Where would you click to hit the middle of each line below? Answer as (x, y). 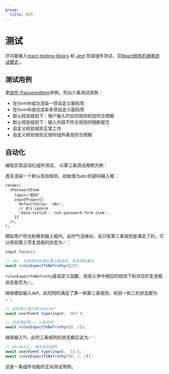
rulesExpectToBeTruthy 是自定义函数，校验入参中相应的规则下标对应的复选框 (84, 276)
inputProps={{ (29, 200)
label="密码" (27, 195)
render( (13, 186)
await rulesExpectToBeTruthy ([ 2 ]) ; (43, 266)
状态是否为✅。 (20, 282)
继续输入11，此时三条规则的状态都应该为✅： (51, 337)
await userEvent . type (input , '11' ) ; (44, 352)
